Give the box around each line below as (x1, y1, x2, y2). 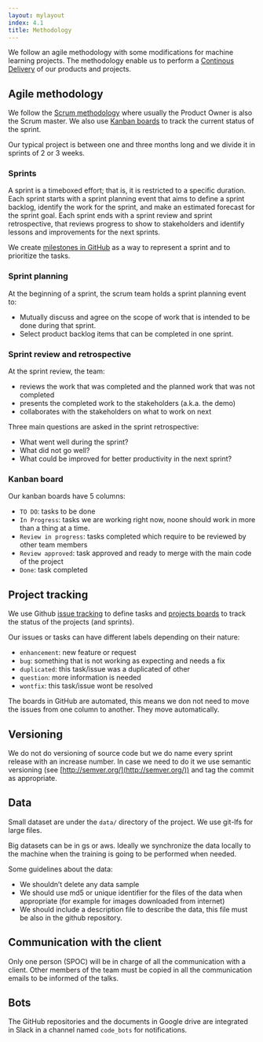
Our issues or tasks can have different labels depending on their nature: (8, 632, 240, 642)
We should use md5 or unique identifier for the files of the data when (19, 888, 243, 897)
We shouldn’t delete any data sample (19, 879, 140, 889)
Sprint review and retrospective (8, 348, 132, 359)
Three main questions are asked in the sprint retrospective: (8, 422, 199, 432)
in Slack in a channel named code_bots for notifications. (8, 1025, 188, 1035)
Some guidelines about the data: (8, 864, 113, 874)
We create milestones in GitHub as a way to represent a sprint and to (8, 243, 231, 252)
